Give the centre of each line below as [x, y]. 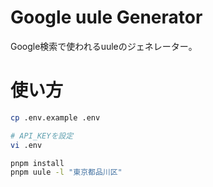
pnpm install [37, 163]
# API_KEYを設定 [42, 136]
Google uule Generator [106, 17]
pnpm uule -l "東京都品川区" [66, 172]
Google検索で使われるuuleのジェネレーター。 [104, 46]
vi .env [26, 145]
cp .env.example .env [55, 117]
